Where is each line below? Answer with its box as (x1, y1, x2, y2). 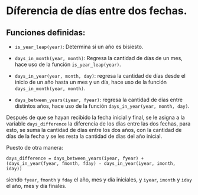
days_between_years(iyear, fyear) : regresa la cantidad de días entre (14, 96, 183, 103)
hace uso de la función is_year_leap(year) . (14, 61, 121, 68)
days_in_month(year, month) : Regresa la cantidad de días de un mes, (14, 55, 183, 61)
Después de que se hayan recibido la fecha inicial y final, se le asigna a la (6, 114, 185, 121)
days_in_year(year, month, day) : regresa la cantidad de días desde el (14, 72, 186, 79)
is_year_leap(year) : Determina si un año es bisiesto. (14, 43, 144, 50)
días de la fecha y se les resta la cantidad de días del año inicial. (6, 133, 163, 140)
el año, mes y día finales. (6, 183, 67, 189)
